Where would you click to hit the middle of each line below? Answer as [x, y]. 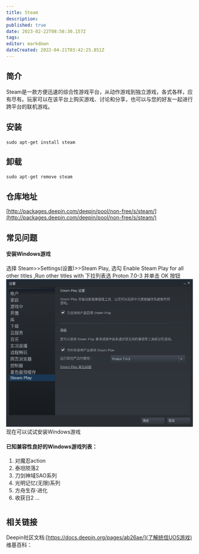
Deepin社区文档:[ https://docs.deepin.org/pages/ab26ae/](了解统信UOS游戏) [99, 537]
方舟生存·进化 [31, 491]
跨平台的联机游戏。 [30, 106]
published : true [26, 25]
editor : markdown [28, 44]
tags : [13, 38]
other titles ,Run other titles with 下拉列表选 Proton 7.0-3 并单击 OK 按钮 [93, 275]
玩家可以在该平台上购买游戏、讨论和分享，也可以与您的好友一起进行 [110, 99]
